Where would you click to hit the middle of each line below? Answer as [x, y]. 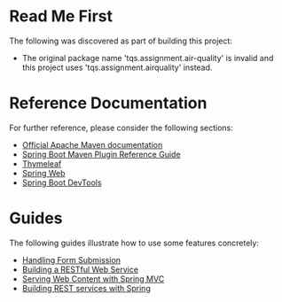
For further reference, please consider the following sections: [121, 128]
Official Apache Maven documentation [92, 144]
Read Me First [61, 16]
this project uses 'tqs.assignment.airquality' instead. [117, 67]
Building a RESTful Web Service [80, 269]
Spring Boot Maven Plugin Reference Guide [101, 154]
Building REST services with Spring [86, 288]
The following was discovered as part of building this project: [121, 41]
